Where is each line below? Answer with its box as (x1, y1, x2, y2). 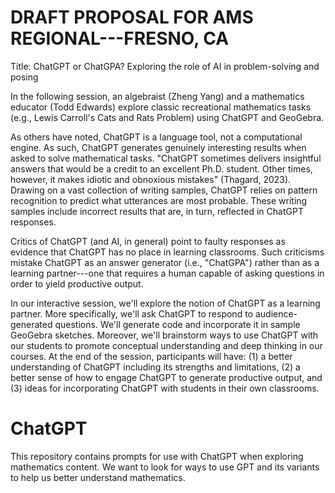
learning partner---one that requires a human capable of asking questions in (10, 267, 325, 279)
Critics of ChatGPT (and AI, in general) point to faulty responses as (10, 235, 286, 247)
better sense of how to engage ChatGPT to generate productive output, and (10, 371, 323, 383)
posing (10, 71, 39, 83)
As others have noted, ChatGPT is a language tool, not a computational (10, 131, 303, 143)
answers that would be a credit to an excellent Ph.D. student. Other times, (10, 162, 313, 175)
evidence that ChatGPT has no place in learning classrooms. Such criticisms (10, 246, 325, 258)
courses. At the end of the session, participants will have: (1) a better (10, 350, 293, 362)
